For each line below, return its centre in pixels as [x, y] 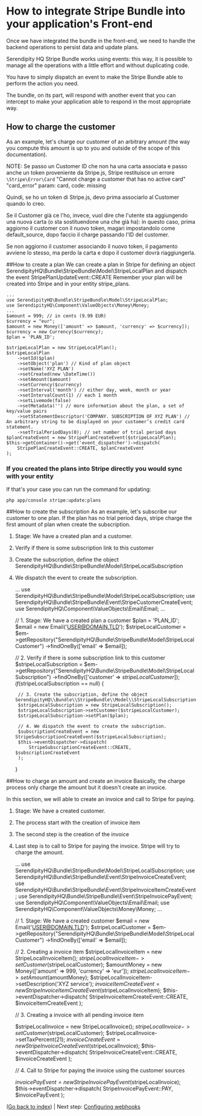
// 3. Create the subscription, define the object [83, 695]
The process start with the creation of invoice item [77, 823]
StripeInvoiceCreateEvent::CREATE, [133, 1053]
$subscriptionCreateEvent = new [58, 732]
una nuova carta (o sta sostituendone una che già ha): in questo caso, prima [101, 221]
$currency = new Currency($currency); [55, 332]
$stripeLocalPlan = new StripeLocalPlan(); [62, 348]
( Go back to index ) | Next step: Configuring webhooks [73, 1107]
